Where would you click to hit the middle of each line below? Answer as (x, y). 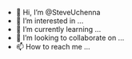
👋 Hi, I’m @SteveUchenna (58, 12)
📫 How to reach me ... (53, 47)
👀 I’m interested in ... (50, 21)
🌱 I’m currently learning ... (58, 29)
